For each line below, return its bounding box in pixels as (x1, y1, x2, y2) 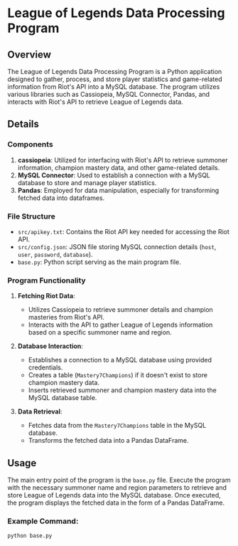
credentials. (28, 363, 63, 372)
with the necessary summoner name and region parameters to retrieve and (7, 483, 227, 492)
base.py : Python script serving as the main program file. (17, 258, 181, 266)
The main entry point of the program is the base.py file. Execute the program (7, 476, 231, 485)
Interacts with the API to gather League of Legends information (28, 320, 213, 329)
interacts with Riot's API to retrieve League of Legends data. (7, 98, 183, 106)
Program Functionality (7, 275, 87, 285)
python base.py (7, 532, 53, 540)
